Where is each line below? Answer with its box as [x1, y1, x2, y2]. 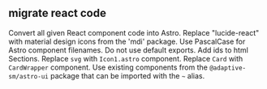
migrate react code [8, 6, 107, 20]
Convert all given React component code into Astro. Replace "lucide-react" [8, 28, 260, 37]
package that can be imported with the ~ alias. [50, 70, 205, 80]
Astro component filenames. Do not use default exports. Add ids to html [8, 44, 249, 55]
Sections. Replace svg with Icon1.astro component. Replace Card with [8, 53, 243, 63]
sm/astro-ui [8, 72, 49, 80]
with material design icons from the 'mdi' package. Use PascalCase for [8, 36, 246, 46]
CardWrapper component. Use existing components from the [8, 62, 209, 72]
